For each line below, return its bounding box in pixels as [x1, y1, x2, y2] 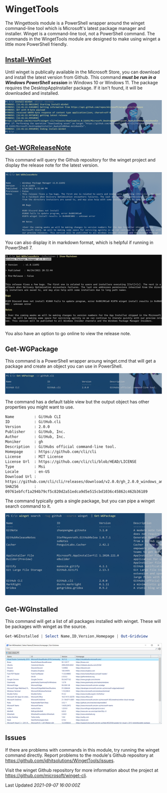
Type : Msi [5, 464, 46, 469]
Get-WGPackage [5, 345, 59, 353]
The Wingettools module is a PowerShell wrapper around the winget [5, 20, 145, 26]
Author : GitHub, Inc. [5, 434, 66, 439]
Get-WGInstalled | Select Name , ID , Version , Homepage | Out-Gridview [5, 633, 148, 639]
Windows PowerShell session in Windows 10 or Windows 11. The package [5, 79, 158, 85]
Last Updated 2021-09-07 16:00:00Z [5, 782, 81, 788]
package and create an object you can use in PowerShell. [5, 363, 123, 370]
